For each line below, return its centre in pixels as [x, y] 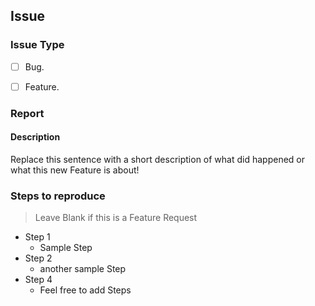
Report [27, 113]
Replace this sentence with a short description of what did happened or [157, 159]
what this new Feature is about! [75, 170]
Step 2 [38, 258]
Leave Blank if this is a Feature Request [116, 218]
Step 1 [37, 237]
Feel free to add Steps [85, 290]
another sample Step [83, 269]
